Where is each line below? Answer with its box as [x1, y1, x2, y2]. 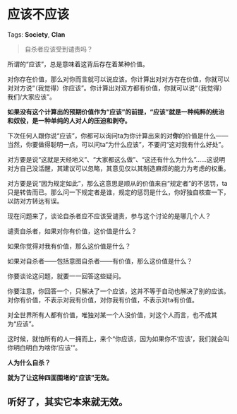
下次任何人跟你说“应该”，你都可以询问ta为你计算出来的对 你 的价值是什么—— [7, 131, 229, 140]
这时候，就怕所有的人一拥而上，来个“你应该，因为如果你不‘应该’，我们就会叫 [7, 334, 230, 343]
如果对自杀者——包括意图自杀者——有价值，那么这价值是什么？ [7, 256, 193, 265]
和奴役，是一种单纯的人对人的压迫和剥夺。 [7, 116, 131, 124]
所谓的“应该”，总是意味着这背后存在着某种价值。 [7, 59, 150, 68]
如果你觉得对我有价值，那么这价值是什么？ [7, 242, 131, 250]
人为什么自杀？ [7, 358, 51, 367]
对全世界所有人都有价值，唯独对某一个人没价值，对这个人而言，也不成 [7, 310, 212, 319]
